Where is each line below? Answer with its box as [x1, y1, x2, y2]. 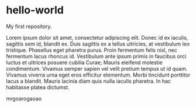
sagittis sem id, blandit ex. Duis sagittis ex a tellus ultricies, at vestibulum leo [6, 40, 190, 47]
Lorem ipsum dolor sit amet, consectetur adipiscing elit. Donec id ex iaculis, [6, 34, 188, 41]
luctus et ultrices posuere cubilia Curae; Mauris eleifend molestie [6, 59, 163, 66]
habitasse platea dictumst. [6, 83, 70, 90]
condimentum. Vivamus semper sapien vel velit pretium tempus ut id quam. [6, 65, 188, 72]
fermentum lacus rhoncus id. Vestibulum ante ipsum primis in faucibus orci [6, 53, 187, 60]
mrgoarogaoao [6, 95, 42, 102]
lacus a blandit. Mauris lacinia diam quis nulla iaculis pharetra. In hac [6, 77, 171, 85]
